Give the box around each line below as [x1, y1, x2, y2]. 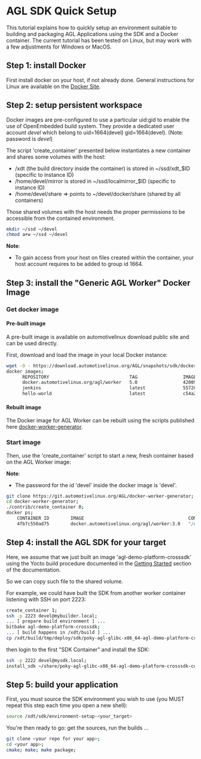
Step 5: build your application [6, 680, 118, 690]
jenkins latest [22, 385, 146, 391]
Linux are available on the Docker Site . [6, 83, 101, 90]
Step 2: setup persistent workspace [6, 100, 142, 110]
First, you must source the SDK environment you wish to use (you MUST [6, 696, 185, 703]
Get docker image [6, 305, 59, 313]
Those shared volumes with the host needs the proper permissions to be [6, 208, 185, 215]
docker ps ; [6, 510, 33, 516]
